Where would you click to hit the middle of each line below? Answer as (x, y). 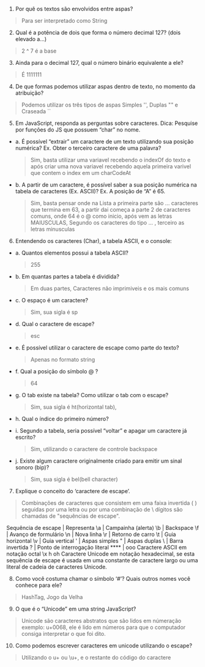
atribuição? (29, 93)
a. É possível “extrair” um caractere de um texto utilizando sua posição (104, 141)
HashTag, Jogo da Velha (52, 597)
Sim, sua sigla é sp (54, 312)
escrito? (25, 437)
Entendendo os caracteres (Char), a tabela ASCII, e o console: (94, 241)
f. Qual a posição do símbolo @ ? (57, 371)
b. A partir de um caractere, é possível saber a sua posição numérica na (106, 185)
